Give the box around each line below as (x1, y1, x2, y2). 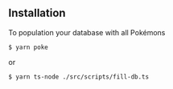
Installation (8, 6, 66, 20)
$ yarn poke (8, 43, 48, 51)
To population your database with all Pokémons (8, 27, 166, 37)
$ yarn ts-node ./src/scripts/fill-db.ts (8, 72, 150, 81)
